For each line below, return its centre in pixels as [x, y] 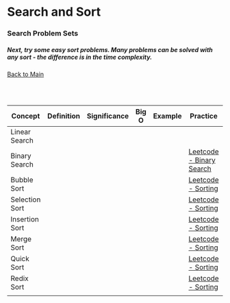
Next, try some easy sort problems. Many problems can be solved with [110, 49]
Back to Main [26, 74]
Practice [204, 116]
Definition [64, 116]
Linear [21, 132]
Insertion [25, 219]
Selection [26, 199]
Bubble [22, 180]
